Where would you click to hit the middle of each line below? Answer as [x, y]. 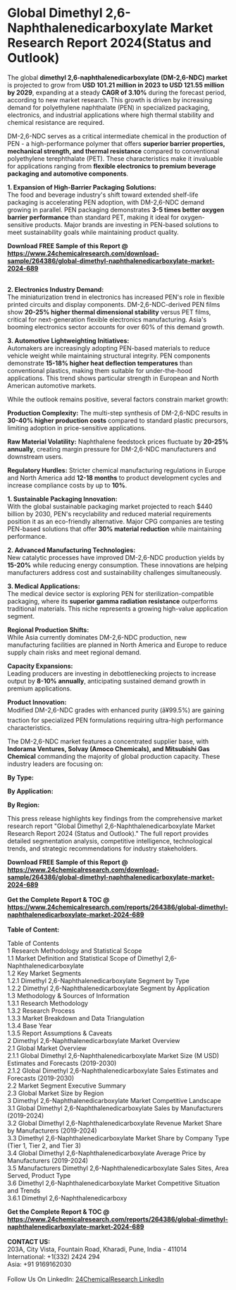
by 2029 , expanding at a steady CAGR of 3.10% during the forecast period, [117, 92]
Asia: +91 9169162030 [39, 1264]
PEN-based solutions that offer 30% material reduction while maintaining [114, 529]
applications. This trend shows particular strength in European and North [113, 378]
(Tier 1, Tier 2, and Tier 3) [44, 1145]
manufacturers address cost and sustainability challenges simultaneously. [114, 572]
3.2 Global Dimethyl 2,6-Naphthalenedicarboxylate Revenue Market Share [115, 1123]
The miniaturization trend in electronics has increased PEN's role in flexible [116, 297]
